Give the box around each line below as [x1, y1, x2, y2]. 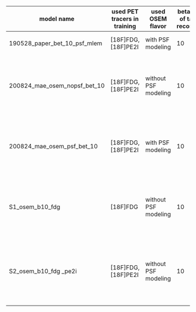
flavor [149, 22, 167, 30]
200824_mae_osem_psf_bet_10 [9, 143, 98, 150]
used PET [111, 8, 139, 15]
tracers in [111, 15, 139, 23]
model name [39, 15, 75, 23]
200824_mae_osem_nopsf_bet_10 [9, 82, 105, 89]
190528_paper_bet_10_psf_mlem [9, 39, 103, 47]
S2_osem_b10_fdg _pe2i [9, 267, 77, 275]
